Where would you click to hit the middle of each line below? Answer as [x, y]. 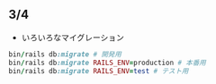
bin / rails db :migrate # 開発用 [65, 54]
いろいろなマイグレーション [73, 37]
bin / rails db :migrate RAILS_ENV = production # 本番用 [107, 63]
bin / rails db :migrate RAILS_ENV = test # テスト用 [99, 71]
